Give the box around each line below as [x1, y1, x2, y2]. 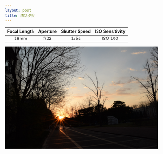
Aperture [38, 28, 57, 34]
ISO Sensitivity [95, 28, 126, 34]
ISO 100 [101, 36, 119, 41]
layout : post [5, 8, 32, 13]
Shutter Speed [61, 28, 91, 34]
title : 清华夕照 [5, 13, 35, 18]
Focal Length [7, 28, 34, 34]
